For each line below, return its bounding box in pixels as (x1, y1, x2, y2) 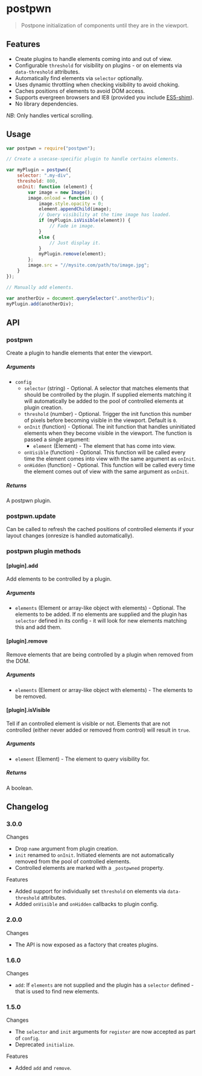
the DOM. (6, 657, 30, 664)
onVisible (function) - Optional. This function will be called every (24, 448, 186, 456)
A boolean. (6, 784, 33, 791)
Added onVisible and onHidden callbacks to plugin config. (14, 901, 159, 908)
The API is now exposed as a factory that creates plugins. (14, 941, 159, 948)
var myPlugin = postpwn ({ (6, 167, 71, 173)
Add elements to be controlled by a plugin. (6, 575, 112, 583)
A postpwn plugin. (6, 497, 52, 505)
